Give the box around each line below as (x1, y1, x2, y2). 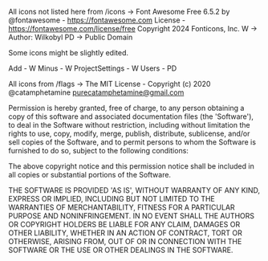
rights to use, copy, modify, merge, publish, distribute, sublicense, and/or (8, 128, 250, 138)
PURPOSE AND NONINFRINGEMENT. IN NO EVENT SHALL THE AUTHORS (8, 211, 255, 220)
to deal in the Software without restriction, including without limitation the (8, 120, 250, 129)
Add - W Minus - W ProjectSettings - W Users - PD (8, 63, 177, 73)
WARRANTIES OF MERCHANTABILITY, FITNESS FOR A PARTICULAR (8, 202, 235, 212)
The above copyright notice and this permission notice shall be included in (8, 161, 254, 171)
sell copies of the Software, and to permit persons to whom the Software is (8, 137, 257, 147)
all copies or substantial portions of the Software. (8, 170, 171, 179)
